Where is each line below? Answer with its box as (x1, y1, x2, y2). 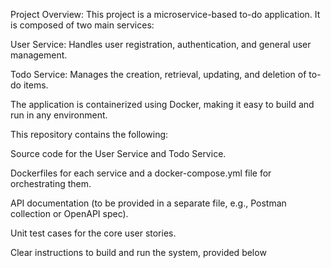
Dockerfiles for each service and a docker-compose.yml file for (10, 167, 272, 179)
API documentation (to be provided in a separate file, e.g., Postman (10, 197, 287, 209)
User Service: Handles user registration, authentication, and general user (10, 39, 312, 50)
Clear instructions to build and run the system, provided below (10, 247, 267, 258)
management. (10, 49, 68, 61)
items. (23, 79, 49, 91)
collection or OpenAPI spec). (10, 208, 129, 219)
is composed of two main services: (10, 19, 155, 31)
